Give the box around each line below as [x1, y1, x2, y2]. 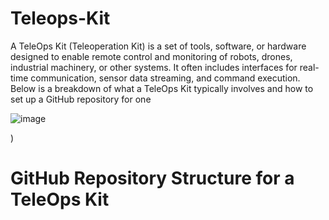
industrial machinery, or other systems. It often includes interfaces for [10, 61, 298, 73]
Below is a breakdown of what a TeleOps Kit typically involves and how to [10, 82, 314, 94]
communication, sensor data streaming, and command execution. [30, 72, 301, 84]
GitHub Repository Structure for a [10, 167, 295, 190]
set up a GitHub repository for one [10, 93, 152, 105]
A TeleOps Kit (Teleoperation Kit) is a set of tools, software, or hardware [10, 40, 307, 52]
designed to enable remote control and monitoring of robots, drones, [10, 50, 293, 62]
